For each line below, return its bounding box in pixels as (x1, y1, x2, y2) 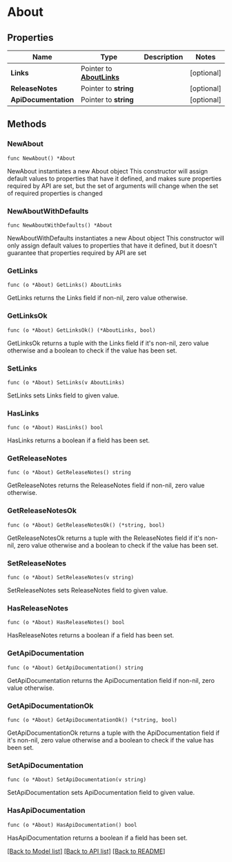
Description (144, 53, 184, 62)
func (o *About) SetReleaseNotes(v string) (7, 574, 135, 581)
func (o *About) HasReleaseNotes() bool (7, 619, 126, 626)
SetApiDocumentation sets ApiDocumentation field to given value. (7, 789, 195, 797)
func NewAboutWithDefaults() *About (7, 222, 113, 229)
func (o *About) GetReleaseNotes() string (7, 469, 131, 476)
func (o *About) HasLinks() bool (7, 424, 104, 431)
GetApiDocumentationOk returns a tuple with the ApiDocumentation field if (7, 729, 220, 737)
